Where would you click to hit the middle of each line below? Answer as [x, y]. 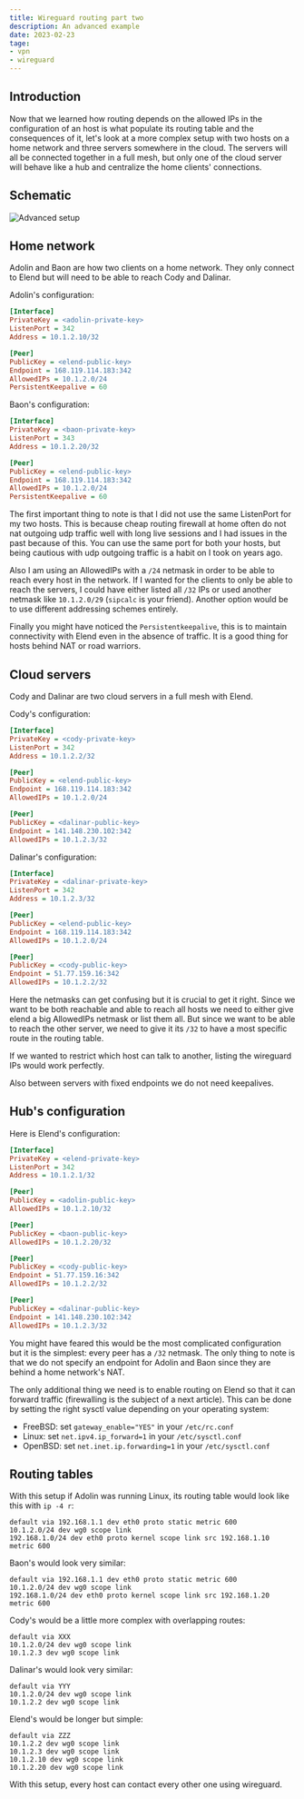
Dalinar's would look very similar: [71, 1670]
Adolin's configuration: [52, 295]
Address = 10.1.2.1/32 [52, 1176]
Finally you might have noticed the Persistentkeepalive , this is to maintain [148, 627]
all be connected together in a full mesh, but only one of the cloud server [146, 157]
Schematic [40, 196]
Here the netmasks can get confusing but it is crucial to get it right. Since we [152, 999]
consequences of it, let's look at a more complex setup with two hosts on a [150, 138]
